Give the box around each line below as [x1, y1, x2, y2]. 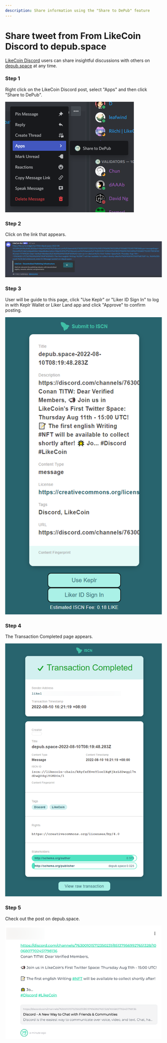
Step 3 [5, 285, 21, 292]
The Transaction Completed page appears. [5, 633, 93, 639]
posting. [5, 307, 22, 313]
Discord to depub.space [5, 40, 107, 52]
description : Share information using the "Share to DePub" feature [5, 8, 150, 13]
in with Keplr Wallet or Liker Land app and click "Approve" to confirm [5, 302, 146, 308]
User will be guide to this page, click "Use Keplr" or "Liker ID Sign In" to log [5, 296, 159, 302]
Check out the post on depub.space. [5, 916, 81, 922]
